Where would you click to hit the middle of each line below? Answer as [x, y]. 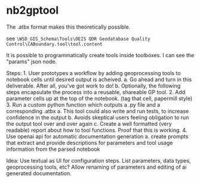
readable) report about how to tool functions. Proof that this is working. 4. [97, 130]
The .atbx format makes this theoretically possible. [68, 27]
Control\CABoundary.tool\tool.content [54, 44]
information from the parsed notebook [53, 149]
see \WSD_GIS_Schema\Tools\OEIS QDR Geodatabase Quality [78, 38]
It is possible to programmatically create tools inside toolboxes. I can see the [100, 55]
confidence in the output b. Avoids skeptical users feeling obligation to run [98, 117]
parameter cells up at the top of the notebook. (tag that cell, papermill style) [99, 98]
